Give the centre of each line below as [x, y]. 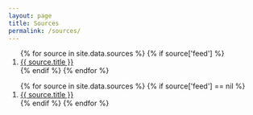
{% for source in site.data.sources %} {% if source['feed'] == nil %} [133, 86]
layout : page [30, 16]
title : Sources [34, 23]
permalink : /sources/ [45, 31]
